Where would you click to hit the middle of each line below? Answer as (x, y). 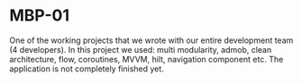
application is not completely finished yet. (87, 69)
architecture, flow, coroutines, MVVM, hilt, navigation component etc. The (146, 59)
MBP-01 (40, 16)
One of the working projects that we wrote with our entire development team (151, 40)
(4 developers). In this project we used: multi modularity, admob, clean (141, 49)
